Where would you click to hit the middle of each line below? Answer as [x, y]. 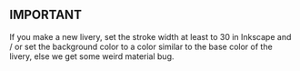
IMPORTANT [45, 15]
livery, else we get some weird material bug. [92, 56]
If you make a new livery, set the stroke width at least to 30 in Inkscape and [150, 36]
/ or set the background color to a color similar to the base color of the [141, 46]
